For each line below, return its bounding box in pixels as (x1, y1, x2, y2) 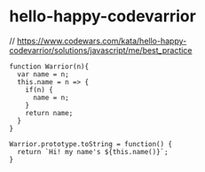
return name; (25, 108, 74, 117)
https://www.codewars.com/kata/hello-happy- (17, 35, 187, 46)
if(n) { (25, 85, 53, 94)
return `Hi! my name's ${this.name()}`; (17, 147, 169, 156)
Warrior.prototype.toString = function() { (9, 139, 173, 148)
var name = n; (17, 69, 69, 79)
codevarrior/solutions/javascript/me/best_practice (9, 44, 193, 55)
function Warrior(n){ (9, 62, 90, 71)
